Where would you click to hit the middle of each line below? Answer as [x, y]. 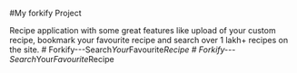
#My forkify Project [45, 13]
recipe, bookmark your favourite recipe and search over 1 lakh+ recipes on [149, 40]
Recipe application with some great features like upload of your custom [143, 30]
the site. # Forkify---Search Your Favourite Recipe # [103, 50]
